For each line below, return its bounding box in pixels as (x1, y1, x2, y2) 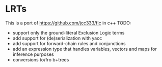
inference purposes (12, 51, 55, 57)
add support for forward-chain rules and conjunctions (12, 40, 126, 46)
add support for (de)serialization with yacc (12, 35, 102, 41)
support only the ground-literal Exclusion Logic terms (12, 29, 125, 36)
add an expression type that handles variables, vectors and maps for (12, 46, 157, 52)
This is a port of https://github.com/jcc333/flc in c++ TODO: (5, 20, 131, 26)
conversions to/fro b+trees (12, 56, 69, 62)
